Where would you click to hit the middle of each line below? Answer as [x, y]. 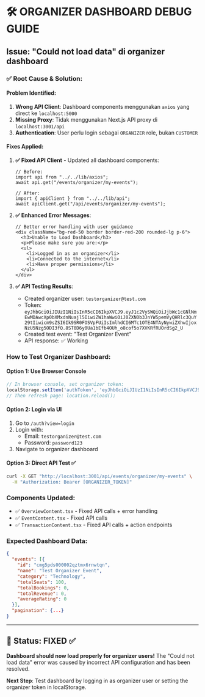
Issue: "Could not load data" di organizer [86, 52]
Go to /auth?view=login [45, 423]
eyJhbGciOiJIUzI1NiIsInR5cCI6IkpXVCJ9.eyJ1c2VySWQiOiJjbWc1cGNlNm [110, 312]
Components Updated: [41, 498]
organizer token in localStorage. [46, 687]
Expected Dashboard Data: [47, 541]
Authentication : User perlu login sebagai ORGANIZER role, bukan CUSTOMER [106, 133]
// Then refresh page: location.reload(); [61, 396]
